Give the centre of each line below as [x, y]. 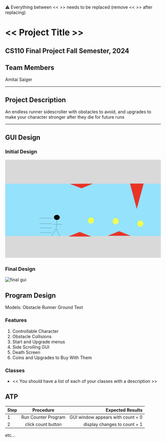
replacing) [16, 12]
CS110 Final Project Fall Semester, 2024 [67, 51]
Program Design [30, 295]
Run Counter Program [43, 417]
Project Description [36, 100]
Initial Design [21, 151]
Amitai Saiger [19, 79]
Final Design [20, 269]
